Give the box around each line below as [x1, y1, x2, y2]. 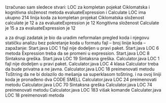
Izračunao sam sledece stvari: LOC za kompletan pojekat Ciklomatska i [5, 4, 150, 10]
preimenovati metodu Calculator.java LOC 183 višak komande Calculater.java [5, 87, 162, 93]
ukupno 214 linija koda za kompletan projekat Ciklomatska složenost [5, 15, 145, 20]
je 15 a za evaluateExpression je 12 [5, 25, 76, 31]
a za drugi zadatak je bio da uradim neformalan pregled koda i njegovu [5, 34, 150, 40]
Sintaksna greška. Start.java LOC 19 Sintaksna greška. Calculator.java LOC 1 [5, 56, 160, 61]
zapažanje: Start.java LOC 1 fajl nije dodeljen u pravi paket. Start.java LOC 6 [5, 45, 160, 51]
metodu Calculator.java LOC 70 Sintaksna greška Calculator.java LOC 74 [5, 82, 153, 88]
